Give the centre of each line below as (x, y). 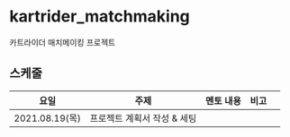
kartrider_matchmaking (100, 17)
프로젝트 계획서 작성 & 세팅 (143, 118)
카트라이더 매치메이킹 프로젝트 (63, 42)
